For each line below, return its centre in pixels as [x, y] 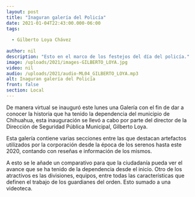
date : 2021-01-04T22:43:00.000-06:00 [54, 23]
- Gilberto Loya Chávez [41, 40]
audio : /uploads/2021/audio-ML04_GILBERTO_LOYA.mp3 [72, 73]
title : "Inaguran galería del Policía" [56, 17]
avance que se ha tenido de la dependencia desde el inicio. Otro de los [94, 169]
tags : [13, 29]
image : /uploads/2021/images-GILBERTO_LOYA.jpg [67, 62]
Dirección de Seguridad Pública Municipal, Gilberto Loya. [77, 127]
